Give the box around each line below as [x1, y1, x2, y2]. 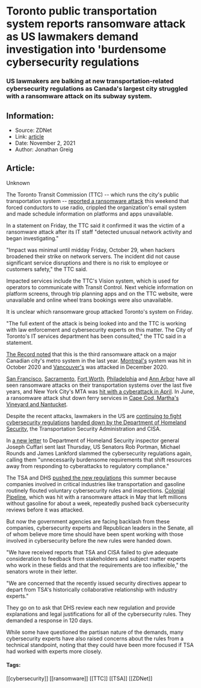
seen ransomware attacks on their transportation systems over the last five [6, 381, 193, 389]
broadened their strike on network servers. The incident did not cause [6, 252, 180, 260]
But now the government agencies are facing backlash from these [6, 518, 170, 525]
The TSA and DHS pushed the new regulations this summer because [6, 474, 176, 481]
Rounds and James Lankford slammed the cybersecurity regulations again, [6, 449, 193, 457]
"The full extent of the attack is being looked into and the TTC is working [6, 319, 187, 327]
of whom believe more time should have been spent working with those [6, 530, 184, 537]
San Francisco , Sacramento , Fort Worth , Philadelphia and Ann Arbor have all [6, 375, 196, 382]
